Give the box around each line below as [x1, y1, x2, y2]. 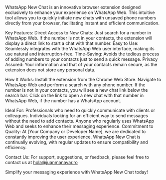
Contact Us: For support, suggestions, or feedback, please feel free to [5, 154, 150, 160]
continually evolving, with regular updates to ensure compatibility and [5, 139, 148, 145]
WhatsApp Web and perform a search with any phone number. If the [5, 82, 146, 88]
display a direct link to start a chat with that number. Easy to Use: [5, 40, 139, 46]
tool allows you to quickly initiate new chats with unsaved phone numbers [5, 15, 157, 20]
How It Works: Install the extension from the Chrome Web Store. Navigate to [5, 77, 162, 82]
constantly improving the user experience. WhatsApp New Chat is [5, 134, 141, 140]
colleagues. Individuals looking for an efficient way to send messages [5, 113, 148, 119]
